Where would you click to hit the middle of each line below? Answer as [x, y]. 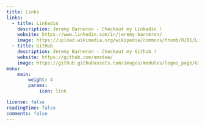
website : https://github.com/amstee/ [65, 57]
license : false [26, 102]
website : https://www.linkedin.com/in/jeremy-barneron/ [90, 35]
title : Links [23, 12]
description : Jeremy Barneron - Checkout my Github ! [87, 52]
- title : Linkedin [35, 23]
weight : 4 [41, 80]
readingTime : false [31, 108]
